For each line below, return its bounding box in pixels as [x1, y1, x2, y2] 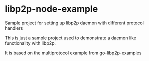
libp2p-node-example [5, 3, 98, 15]
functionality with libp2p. [5, 40, 56, 46]
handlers [5, 25, 23, 31]
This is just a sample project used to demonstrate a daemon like [5, 35, 136, 41]
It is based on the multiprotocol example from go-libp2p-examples [5, 50, 142, 56]
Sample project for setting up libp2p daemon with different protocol [5, 20, 144, 26]
